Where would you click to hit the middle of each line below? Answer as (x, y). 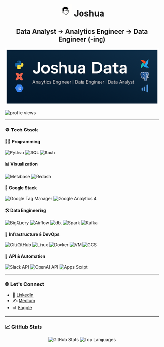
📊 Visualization (21, 164)
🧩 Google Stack (21, 188)
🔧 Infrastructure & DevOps (32, 234)
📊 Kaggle (22, 307)
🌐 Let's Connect (25, 284)
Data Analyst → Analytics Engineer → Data (82, 32)
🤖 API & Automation (25, 256)
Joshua (89, 13)
